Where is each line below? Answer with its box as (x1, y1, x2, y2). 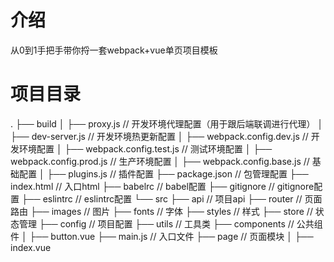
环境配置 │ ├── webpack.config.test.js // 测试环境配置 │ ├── (18, 142, 273, 155)
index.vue (10, 241, 52, 253)
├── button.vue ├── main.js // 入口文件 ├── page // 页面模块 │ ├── (29, 230, 314, 242)
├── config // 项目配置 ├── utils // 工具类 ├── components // (38, 217, 295, 230)
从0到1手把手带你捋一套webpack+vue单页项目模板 (10, 44, 218, 56)
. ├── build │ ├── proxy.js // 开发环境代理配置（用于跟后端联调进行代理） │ (10, 117, 324, 130)
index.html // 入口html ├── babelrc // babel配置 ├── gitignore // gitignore (10, 180, 315, 192)
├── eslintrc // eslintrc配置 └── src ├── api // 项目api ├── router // (21, 192, 303, 205)
